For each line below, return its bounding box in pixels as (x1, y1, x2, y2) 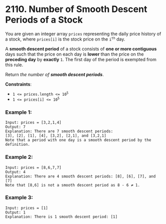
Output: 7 (5, 124, 26, 130)
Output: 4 (5, 169, 26, 174)
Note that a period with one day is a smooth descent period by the (5, 138, 151, 143)
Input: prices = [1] (5, 205, 49, 210)
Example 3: (5, 194, 34, 201)
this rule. (5, 62, 24, 68)
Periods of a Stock (5, 14, 83, 26)
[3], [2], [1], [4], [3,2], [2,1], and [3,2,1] (5, 133, 107, 138)
